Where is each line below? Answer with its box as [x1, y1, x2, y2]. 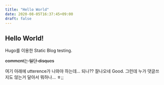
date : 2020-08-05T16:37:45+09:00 [5, 12, 73, 17]
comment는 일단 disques [5, 58, 55, 64]
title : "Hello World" [5, 7, 49, 12]
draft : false [5, 16, 32, 21]
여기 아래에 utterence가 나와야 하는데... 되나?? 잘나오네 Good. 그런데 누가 [5, 68, 147, 74]
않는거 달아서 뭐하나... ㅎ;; [14, 74, 64, 80]
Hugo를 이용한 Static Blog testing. [5, 48, 72, 53]
